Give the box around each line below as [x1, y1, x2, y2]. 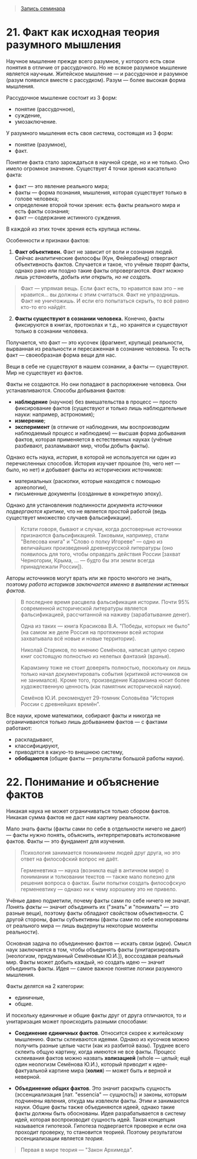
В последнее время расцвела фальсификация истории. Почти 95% [20, 598, 190, 605]
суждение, [14, 111, 42, 119]
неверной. [14, 1073, 41, 1080]
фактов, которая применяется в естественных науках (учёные [14, 436, 172, 443]
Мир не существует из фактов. [6, 369, 84, 376]
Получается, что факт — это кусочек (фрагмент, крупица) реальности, [6, 339, 184, 346]
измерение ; [14, 417, 46, 424]
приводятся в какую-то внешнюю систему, [14, 748, 124, 756]
